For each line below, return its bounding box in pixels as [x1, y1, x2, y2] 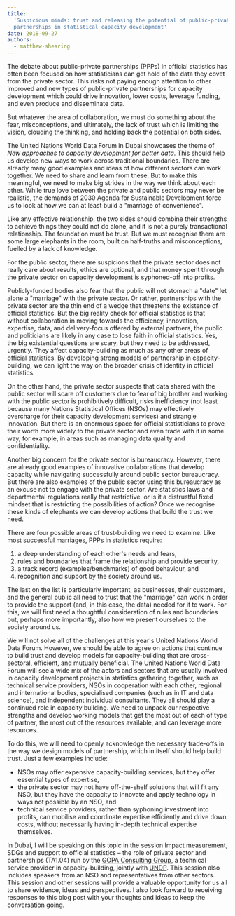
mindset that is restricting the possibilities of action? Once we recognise [7, 500, 215, 508]
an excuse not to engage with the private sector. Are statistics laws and [7, 485, 213, 493]
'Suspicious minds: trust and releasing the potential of [13, 17, 187, 24]
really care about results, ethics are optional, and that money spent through [7, 266, 225, 274]
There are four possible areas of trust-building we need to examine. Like [7, 529, 215, 537]
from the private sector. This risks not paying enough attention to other [7, 77, 212, 85]
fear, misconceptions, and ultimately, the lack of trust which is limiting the [7, 121, 219, 128]
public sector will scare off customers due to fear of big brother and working [7, 390, 228, 398]
